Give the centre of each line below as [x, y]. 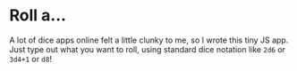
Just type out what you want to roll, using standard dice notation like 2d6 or [148, 49]
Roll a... [38, 16]
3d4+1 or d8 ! [30, 59]
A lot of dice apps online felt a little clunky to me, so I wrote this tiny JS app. [149, 40]
